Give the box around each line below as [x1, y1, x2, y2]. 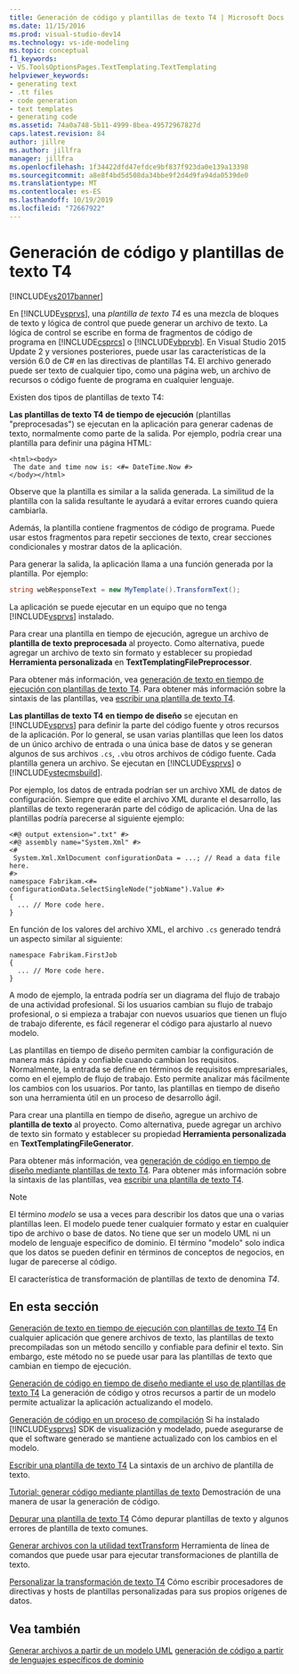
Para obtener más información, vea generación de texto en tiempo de [9, 674, 264, 684]
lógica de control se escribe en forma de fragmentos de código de [9, 327, 254, 337]
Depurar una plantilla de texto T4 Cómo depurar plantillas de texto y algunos [9, 1513, 289, 1524]
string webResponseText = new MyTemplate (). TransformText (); [9, 585, 241, 594]
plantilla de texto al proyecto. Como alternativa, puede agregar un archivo [9, 1119, 282, 1130]
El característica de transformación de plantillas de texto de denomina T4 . [9, 1273, 280, 1284]
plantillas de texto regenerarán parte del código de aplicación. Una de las [9, 803, 279, 814]
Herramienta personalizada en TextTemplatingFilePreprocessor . [9, 657, 252, 667]
